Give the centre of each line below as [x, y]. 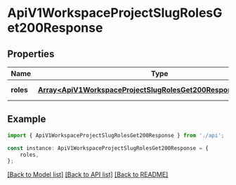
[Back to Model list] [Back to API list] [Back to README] [88, 174]
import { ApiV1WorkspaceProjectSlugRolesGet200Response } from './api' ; [116, 135]
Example [27, 119]
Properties [31, 54]
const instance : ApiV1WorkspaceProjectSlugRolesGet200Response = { [108, 148]
